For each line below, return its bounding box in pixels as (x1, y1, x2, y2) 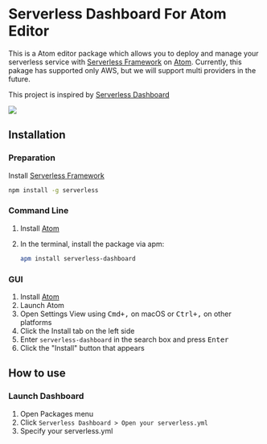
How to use (8, 367, 66, 380)
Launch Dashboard (8, 391, 84, 402)
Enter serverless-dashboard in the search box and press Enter (19, 335, 229, 344)
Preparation (8, 152, 56, 163)
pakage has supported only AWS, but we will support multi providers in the (8, 65, 257, 75)
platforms (19, 317, 52, 327)
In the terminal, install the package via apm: (19, 239, 165, 249)
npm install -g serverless (8, 186, 99, 194)
